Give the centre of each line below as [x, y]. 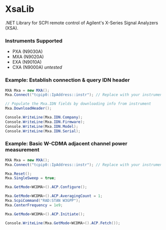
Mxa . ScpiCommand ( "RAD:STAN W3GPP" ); [43, 201]
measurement [22, 150]
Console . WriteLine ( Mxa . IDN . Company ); [44, 117]
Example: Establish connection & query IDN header [67, 80]
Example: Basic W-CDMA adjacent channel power [66, 144]
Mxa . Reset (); [19, 174]
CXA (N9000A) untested [37, 67]
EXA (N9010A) [27, 62]
